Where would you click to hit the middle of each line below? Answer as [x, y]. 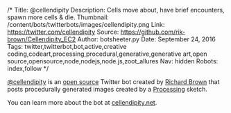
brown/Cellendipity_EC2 [42, 39]
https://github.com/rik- [153, 32]
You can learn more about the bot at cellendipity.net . [82, 102]
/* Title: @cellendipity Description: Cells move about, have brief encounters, [116, 10]
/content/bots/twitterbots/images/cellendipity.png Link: [86, 24]
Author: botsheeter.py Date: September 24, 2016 [147, 39]
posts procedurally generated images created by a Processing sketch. [108, 89]
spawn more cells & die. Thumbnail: [58, 17]
